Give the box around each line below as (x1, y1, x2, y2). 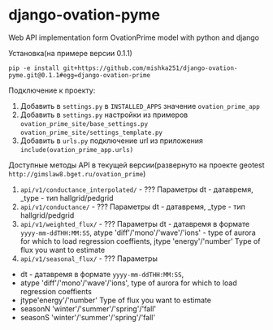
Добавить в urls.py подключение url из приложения (19, 136, 203, 145)
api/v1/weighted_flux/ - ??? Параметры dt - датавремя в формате (19, 219, 250, 228)
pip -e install (8, 63, 60, 72)
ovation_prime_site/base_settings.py (19, 119, 149, 128)
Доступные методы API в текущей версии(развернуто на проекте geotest (8, 160, 265, 170)
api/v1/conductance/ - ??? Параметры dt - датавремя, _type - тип (19, 202, 245, 211)
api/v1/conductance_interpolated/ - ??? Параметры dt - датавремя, (19, 185, 253, 194)
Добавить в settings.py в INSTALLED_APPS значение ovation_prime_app (19, 101, 260, 111)
